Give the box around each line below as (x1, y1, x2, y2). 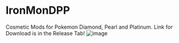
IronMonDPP (5, 4, 71, 17)
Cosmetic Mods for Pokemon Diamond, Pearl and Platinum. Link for (5, 23, 173, 30)
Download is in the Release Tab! (5, 29, 86, 36)
